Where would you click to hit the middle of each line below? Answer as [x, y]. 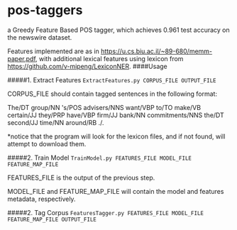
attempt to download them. [47, 143]
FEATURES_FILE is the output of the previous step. [81, 177]
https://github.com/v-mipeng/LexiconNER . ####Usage [88, 66]
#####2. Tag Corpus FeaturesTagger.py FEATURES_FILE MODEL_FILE [106, 212]
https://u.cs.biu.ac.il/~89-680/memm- [156, 51]
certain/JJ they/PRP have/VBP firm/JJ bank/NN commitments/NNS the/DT [116, 115]
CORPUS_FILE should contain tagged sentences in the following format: [112, 94]
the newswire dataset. [40, 37]
